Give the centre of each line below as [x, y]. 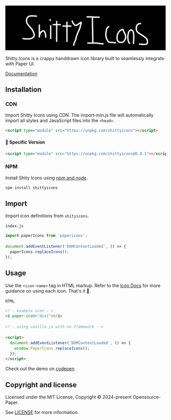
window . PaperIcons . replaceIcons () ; [52, 348]
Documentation [21, 73]
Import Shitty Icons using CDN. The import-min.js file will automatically [79, 115]
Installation [23, 90]
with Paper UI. [20, 64]
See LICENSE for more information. [42, 412]
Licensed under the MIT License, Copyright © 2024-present [68, 397]
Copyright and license [41, 385]
